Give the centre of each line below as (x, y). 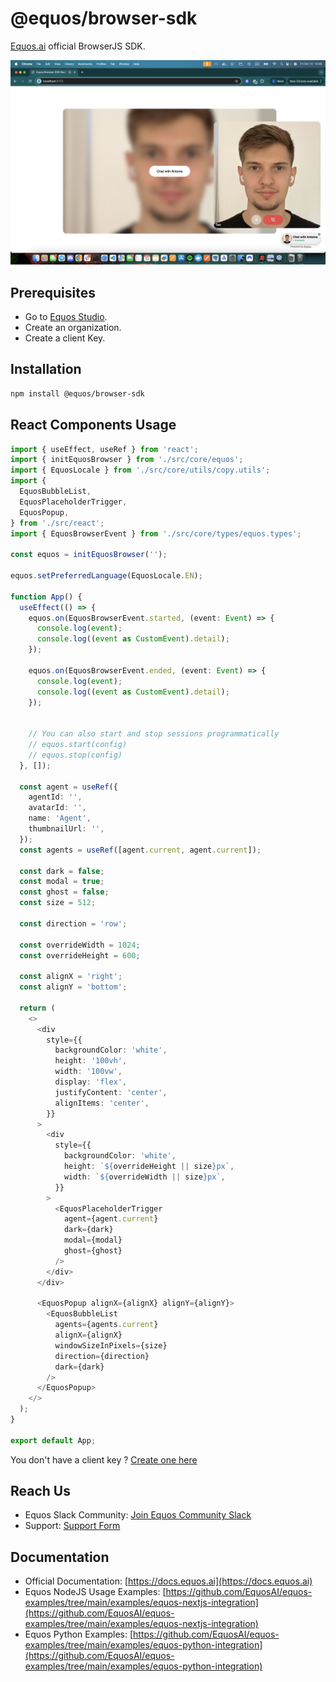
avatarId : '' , (57, 808)
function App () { (46, 597)
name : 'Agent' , (60, 818)
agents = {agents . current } (106, 1325)
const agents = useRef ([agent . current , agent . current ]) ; (140, 850)
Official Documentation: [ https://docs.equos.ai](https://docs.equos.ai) (168, 1581)
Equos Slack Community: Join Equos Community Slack (138, 1515)
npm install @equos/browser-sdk (77, 393)
